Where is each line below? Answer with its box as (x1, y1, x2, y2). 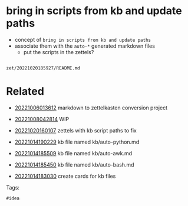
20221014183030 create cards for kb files (14, 172, 116, 180)
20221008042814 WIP (14, 115, 70, 122)
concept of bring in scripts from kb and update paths (14, 36, 151, 43)
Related (6, 85, 44, 98)
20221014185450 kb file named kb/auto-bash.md (14, 161, 134, 168)
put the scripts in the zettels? (23, 48, 94, 55)
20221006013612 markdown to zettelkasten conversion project (14, 104, 168, 111)
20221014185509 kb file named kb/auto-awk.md (14, 149, 133, 157)
